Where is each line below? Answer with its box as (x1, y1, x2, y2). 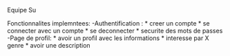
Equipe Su (7, 6, 37, 14)
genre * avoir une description (7, 41, 91, 49)
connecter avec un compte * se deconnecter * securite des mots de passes (7, 27, 223, 35)
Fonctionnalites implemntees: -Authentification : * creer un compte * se (7, 19, 210, 27)
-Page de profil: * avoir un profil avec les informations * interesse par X (7, 34, 209, 42)
